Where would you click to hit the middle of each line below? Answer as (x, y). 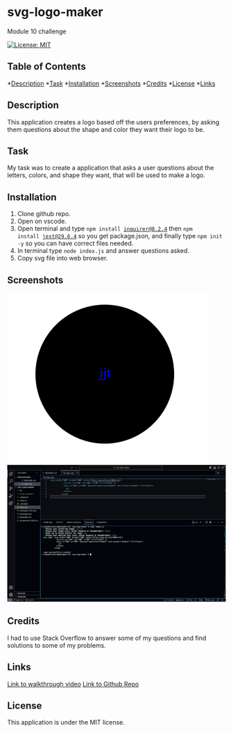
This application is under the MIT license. (66, 723)
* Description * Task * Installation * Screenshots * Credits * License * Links (111, 83)
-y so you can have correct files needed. (75, 243)
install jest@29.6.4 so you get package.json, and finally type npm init (120, 236)
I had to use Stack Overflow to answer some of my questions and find (107, 638)
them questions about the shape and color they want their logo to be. (106, 129)
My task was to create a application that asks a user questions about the (111, 168)
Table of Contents (47, 67)
